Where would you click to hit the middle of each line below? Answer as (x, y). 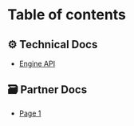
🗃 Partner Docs (47, 90)
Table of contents (67, 15)
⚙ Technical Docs (53, 45)
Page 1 (30, 113)
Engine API (37, 63)
